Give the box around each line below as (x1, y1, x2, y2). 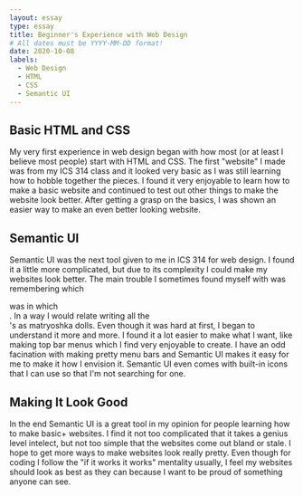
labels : (9, 55, 39, 64)
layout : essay (9, 13, 63, 23)
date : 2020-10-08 (9, 47, 75, 56)
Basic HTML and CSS (9, 122, 131, 138)
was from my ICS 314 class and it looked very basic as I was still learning (9, 166, 281, 176)
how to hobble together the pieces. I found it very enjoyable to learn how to (9, 176, 290, 186)
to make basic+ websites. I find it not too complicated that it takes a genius (9, 427, 289, 439)
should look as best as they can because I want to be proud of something (9, 466, 283, 477)
